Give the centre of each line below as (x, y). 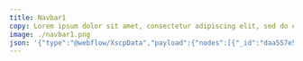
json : (19, 43)
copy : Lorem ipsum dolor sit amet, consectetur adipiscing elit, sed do (149, 26)
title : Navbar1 (38, 17)
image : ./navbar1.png (50, 34)
